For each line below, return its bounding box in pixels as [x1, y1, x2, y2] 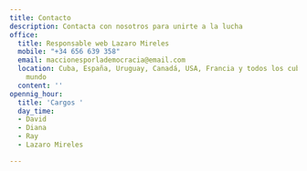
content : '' [17, 81, 64, 90]
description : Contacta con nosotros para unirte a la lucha [9, 22, 244, 31]
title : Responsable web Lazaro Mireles [17, 38, 170, 48]
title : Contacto [9, 13, 71, 23]
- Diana [17, 124, 48, 133]
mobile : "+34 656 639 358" [17, 47, 121, 56]
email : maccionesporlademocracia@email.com [17, 55, 185, 65]
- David [17, 115, 48, 124]
